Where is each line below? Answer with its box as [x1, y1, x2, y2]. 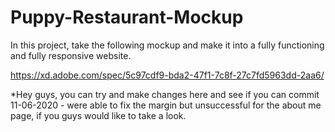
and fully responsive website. [10, 49, 132, 61]
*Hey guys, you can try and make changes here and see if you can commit [10, 88, 320, 100]
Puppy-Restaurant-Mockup [10, 6, 244, 29]
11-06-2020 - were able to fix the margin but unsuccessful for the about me [10, 99, 322, 111]
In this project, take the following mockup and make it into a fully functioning [10, 39, 325, 51]
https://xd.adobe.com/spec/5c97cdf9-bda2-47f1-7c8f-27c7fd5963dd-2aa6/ [10, 69, 325, 81]
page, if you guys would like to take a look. [10, 109, 187, 121]
